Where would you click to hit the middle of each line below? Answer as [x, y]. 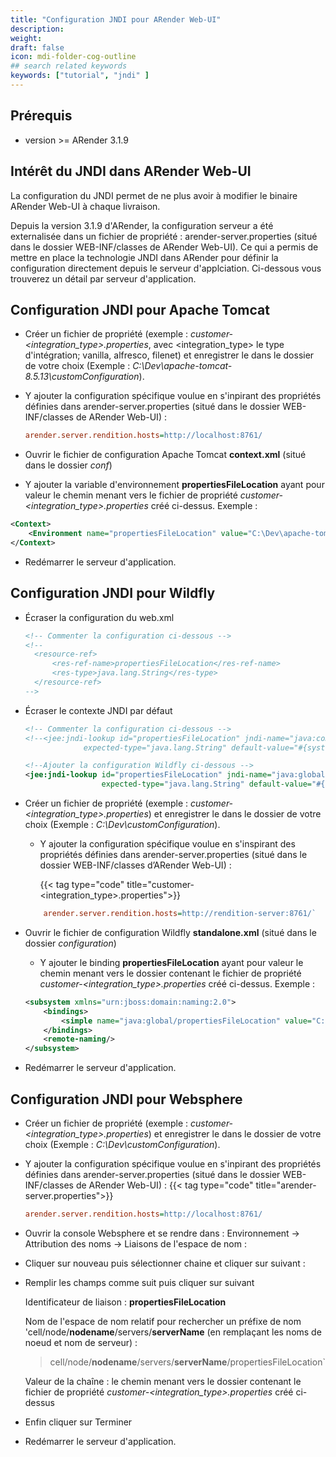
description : [37, 29]
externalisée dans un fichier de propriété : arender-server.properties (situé [164, 236]
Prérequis [41, 116]
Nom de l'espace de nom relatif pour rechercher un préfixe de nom [163, 1321]
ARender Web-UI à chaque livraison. [85, 206]
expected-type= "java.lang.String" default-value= [206, 784]
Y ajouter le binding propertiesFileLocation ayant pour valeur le [171, 962]
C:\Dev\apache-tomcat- [182, 366]
